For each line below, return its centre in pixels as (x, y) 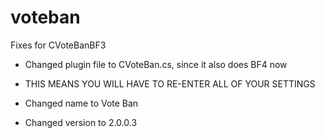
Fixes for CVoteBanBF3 (58, 45)
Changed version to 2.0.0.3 (81, 122)
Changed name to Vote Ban (81, 103)
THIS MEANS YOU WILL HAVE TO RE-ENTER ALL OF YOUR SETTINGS (170, 83)
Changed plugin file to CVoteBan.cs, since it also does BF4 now (156, 64)
